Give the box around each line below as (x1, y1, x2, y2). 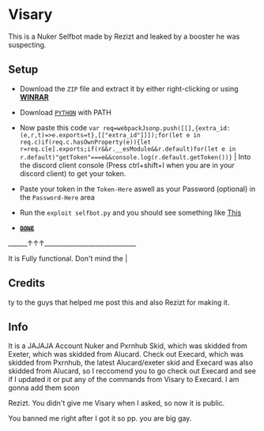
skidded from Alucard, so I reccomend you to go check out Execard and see (8, 366, 257, 376)
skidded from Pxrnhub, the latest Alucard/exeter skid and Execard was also (8, 358, 254, 368)
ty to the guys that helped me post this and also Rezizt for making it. (8, 298, 230, 307)
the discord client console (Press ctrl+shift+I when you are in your (19, 160, 235, 170)
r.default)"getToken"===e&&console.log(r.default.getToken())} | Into (19, 152, 251, 161)
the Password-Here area (19, 192, 95, 202)
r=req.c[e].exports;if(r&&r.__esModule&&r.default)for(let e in (19, 144, 236, 153)
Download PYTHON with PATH (19, 107, 112, 117)
